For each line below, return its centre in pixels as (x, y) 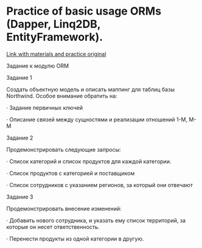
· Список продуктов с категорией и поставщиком (71, 173)
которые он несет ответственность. (53, 227)
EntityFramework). (55, 37)
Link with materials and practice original (56, 54)
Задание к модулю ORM (37, 66)
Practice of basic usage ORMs (84, 11)
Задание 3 (20, 197)
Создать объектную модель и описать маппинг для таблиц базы (91, 89)
